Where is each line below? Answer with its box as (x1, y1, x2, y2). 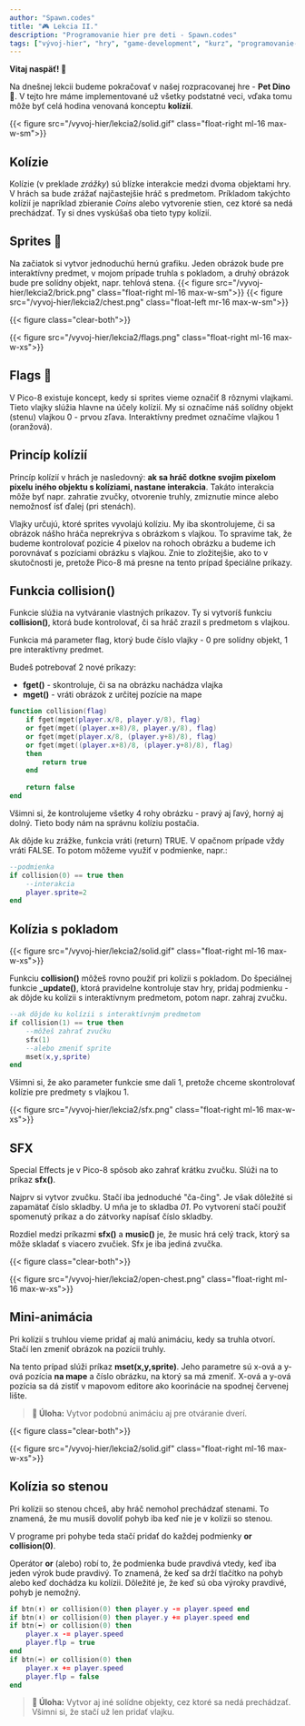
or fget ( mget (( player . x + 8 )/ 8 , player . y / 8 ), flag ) (25, 724, 218, 733)
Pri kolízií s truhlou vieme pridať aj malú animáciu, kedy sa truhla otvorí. (9, 1334, 276, 1345)
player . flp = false (25, 1671, 100, 1681)
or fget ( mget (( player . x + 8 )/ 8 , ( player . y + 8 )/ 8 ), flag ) (25, 741, 234, 750)
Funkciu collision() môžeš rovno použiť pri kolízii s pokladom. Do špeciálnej (9, 973, 292, 984)
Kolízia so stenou (9, 1479, 109, 1495)
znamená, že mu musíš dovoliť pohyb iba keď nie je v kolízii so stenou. (9, 1512, 273, 1524)
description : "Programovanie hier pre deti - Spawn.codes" (9, 30, 238, 39)
